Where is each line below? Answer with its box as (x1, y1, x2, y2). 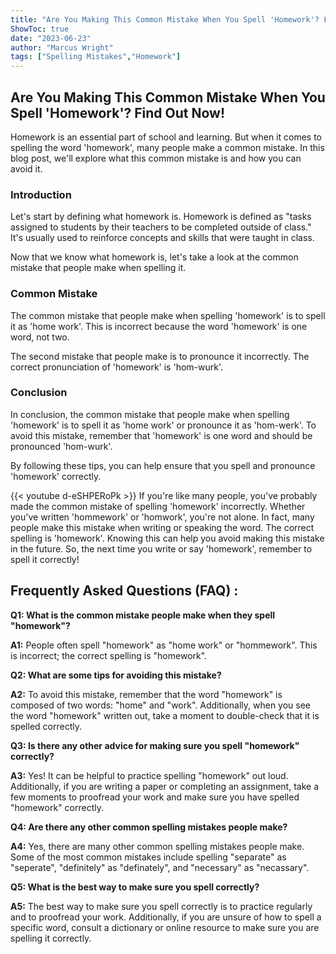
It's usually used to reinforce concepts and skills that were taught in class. (10, 232, 315, 244)
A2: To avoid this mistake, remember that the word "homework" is (10, 688, 283, 700)
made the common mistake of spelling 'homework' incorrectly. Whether (10, 500, 306, 512)
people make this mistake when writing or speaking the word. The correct (10, 521, 315, 533)
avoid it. (10, 162, 43, 175)
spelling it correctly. (10, 932, 92, 944)
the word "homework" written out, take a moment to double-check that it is (10, 709, 320, 721)
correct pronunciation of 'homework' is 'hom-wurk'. (10, 361, 223, 373)
